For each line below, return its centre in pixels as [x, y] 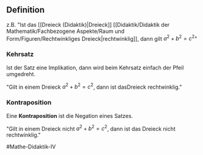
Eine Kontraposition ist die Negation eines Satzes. [69, 115]
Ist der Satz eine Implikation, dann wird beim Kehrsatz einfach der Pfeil [95, 67]
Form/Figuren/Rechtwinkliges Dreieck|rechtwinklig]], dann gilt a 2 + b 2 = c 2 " [102, 38]
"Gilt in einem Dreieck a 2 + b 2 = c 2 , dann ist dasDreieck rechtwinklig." [94, 86]
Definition [25, 10]
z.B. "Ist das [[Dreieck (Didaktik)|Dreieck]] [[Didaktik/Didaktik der [88, 24]
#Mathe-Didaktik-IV [31, 147]
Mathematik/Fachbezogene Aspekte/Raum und [66, 31]
